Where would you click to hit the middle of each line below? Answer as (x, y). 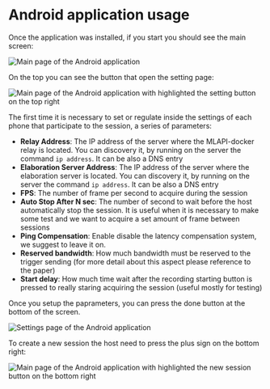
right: (17, 351)
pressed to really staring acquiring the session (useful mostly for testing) (141, 287)
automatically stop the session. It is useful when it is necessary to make (139, 210)
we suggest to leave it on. (63, 244)
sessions (35, 227)
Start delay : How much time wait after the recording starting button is (136, 279)
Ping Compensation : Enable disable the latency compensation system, (138, 235)
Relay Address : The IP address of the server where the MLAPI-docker (137, 141)
